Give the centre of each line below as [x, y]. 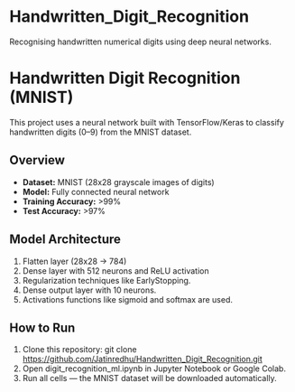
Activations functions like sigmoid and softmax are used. [127, 299]
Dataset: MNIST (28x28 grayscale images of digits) [118, 182]
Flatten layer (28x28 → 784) [74, 261]
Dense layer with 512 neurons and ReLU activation [115, 271]
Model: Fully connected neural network [96, 191]
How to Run [42, 327]
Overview [37, 160]
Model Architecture [65, 240]
